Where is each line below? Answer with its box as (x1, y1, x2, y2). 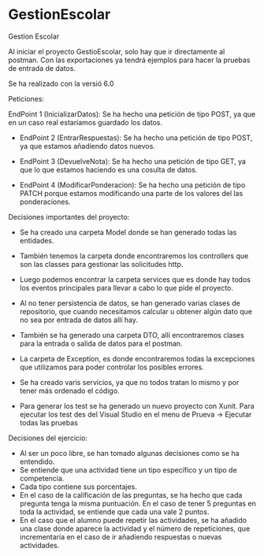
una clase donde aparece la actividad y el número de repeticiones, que (19, 524, 251, 533)
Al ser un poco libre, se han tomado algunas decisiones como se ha (19, 448, 240, 458)
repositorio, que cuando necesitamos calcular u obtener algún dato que (19, 306, 252, 316)
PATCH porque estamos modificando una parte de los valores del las (19, 188, 244, 198)
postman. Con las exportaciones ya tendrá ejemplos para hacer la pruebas (8, 55, 251, 65)
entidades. (19, 235, 54, 245)
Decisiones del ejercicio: (8, 433, 88, 443)
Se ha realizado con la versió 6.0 (8, 79, 114, 88)
